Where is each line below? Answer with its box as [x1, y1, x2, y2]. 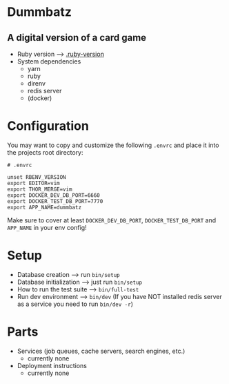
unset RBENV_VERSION [7, 173, 67, 180]
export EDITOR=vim [7, 180, 60, 186]
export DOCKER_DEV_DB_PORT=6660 [7, 191, 100, 199]
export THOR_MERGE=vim [7, 186, 72, 193]
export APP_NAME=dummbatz [7, 204, 81, 211]
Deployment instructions [17, 361, 88, 369]
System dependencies [17, 57, 81, 66]
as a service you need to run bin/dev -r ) [17, 300, 133, 308]
